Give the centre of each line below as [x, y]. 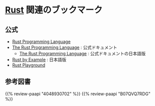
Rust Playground [28, 65]
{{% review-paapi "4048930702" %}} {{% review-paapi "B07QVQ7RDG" [78, 94]
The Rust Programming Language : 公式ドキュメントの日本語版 [82, 53]
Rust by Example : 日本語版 [39, 60]
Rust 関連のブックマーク [54, 10]
